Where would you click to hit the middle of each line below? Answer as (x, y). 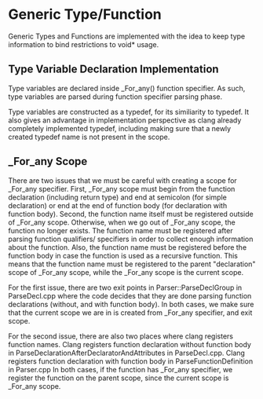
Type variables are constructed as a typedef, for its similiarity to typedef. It (129, 112)
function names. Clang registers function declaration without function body (130, 344)
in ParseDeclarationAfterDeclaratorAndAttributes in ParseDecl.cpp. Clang (127, 353)
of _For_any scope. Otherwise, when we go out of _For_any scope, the (122, 222)
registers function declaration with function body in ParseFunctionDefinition (131, 361)
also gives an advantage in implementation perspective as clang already (125, 120)
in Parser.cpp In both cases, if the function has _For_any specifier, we (121, 369)
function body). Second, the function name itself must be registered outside (131, 214)
